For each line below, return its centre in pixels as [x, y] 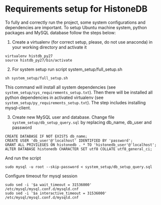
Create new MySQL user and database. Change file [63, 117]
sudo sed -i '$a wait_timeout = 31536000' [48, 185]
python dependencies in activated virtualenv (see [54, 97]
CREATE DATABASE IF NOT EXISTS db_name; [46, 136]
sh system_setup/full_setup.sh [37, 78]
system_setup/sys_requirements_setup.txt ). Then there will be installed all [79, 92]
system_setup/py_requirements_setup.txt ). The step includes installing [75, 102]
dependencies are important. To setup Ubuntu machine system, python [76, 27]
